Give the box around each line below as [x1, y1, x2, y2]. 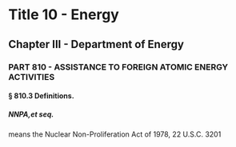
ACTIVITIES [8, 71, 55, 82]
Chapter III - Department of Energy [8, 38, 184, 51]
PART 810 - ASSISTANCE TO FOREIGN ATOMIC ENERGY [8, 62, 229, 73]
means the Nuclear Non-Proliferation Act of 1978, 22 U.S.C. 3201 [8, 129, 222, 139]
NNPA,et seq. [8, 109, 54, 119]
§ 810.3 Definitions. [8, 91, 74, 101]
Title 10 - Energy [8, 6, 120, 24]
